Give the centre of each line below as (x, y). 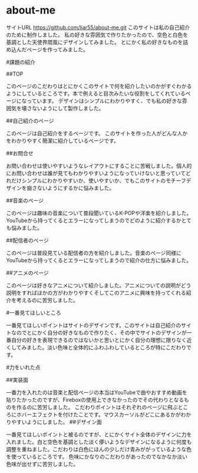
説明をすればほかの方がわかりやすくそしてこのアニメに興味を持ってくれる (96, 292)
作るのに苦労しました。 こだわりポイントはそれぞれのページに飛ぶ (97, 407)
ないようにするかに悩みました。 (76, 188)
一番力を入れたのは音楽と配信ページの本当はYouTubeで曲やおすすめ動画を (97, 392)
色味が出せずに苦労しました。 (42, 464)
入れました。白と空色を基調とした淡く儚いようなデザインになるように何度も (99, 442)
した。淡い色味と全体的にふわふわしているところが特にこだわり (109, 347)
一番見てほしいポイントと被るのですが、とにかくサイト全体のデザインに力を (99, 434)
